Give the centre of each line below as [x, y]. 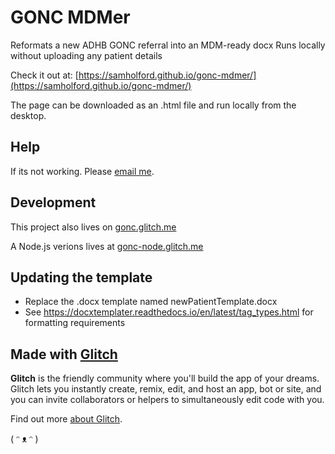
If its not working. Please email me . [82, 171]
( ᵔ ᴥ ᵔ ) [24, 439]
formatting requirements [75, 323]
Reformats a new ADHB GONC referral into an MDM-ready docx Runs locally [168, 45]
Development [53, 202]
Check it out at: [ [44, 75]
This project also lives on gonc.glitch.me [93, 227]
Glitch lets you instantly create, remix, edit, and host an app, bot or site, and [166, 389]
